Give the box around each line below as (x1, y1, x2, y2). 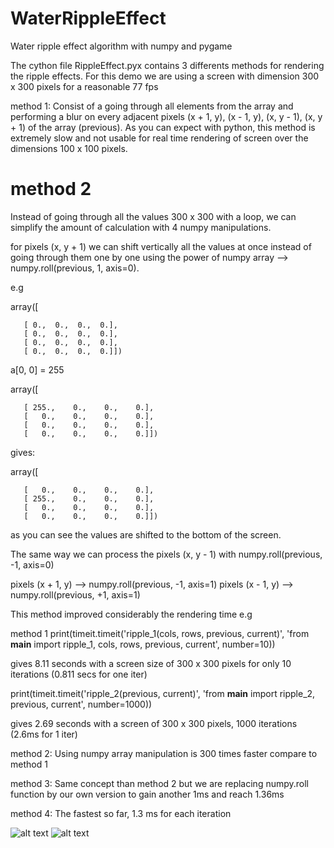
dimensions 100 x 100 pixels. (10, 142, 128, 154)
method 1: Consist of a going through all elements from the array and (10, 100, 294, 112)
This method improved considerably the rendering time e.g (10, 608, 253, 620)
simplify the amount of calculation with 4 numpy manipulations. (10, 221, 272, 233)
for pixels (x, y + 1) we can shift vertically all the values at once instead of (10, 240, 312, 252)
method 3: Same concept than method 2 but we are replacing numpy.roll (10, 777, 310, 789)
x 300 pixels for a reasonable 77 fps (10, 80, 159, 92)
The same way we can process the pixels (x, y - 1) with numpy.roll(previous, (10, 548, 323, 560)
